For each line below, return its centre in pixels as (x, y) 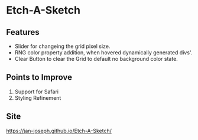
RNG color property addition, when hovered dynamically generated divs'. (103, 53)
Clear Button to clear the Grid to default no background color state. (96, 59)
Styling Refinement (38, 97)
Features (23, 32)
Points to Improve (39, 77)
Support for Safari (37, 92)
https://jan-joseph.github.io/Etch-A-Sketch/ (59, 131)
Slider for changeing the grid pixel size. (62, 46)
